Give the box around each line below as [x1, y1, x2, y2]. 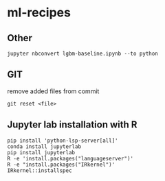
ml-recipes [7, 5, 71, 21]
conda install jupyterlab [7, 143, 81, 150]
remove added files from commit [7, 87, 100, 95]
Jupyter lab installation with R [7, 119, 137, 131]
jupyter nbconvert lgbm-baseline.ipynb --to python [7, 50, 158, 57]
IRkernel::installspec [7, 167, 72, 174]
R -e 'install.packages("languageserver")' [7, 155, 134, 162]
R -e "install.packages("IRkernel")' [7, 161, 115, 168]
